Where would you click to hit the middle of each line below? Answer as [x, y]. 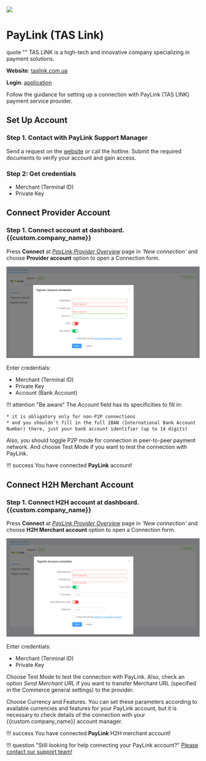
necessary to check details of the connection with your [76, 714]
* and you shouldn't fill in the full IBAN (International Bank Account [101, 423]
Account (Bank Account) [46, 393]
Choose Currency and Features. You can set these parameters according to [102, 701]
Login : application [29, 82]
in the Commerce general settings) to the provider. [70, 690]
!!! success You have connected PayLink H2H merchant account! [89, 733]
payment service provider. [39, 101]
